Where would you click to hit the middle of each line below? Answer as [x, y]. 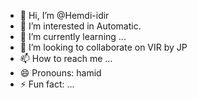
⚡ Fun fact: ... [47, 84]
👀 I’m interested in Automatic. [80, 26]
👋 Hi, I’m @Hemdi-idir [64, 15]
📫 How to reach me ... [66, 58]
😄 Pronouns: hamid [60, 73]
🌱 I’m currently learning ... [73, 36]
